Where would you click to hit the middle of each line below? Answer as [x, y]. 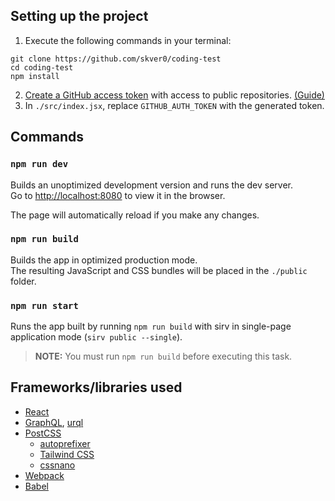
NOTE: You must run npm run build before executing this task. [163, 356]
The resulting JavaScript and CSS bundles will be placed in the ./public [159, 270]
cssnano [57, 465]
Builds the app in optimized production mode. [104, 260]
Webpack [44, 475]
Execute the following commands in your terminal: [128, 40]
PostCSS [43, 433]
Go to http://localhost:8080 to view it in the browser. [118, 195]
